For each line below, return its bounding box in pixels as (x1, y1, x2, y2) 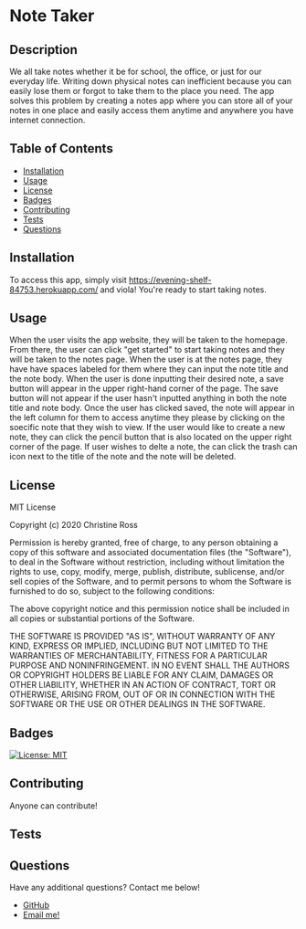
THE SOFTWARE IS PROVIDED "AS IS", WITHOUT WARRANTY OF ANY (9, 631, 276, 642)
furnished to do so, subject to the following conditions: (9, 586, 215, 596)
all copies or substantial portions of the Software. (9, 613, 195, 624)
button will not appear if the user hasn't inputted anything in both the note (9, 393, 288, 404)
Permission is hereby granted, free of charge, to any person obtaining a (9, 537, 279, 548)
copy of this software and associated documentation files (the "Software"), (9, 547, 292, 558)
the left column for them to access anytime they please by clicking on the (9, 412, 286, 423)
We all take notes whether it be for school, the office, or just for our (9, 66, 262, 77)
